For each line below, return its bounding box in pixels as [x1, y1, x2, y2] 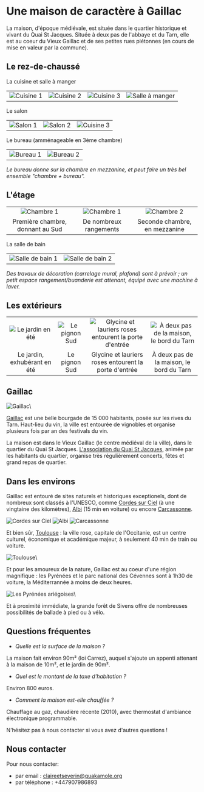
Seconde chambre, [137, 217, 192, 226]
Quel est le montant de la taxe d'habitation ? [15, 672, 126, 680]
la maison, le [154, 358, 191, 366]
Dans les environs [6, 476, 76, 487]
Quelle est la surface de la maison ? [15, 642, 105, 650]
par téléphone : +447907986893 [15, 779, 98, 786]
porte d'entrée [97, 366, 138, 374]
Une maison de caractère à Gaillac [6, 4, 182, 18]
